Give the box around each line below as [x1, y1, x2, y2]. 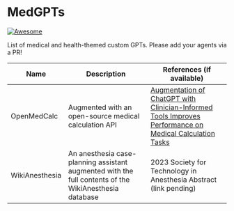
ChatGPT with [150, 93, 196, 103]
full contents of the [68, 175, 130, 185]
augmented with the [68, 166, 134, 175]
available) [170, 73, 204, 83]
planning [68, 157, 97, 167]
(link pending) [150, 183, 196, 193]
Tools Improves [150, 111, 201, 120]
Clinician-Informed [150, 102, 213, 112]
